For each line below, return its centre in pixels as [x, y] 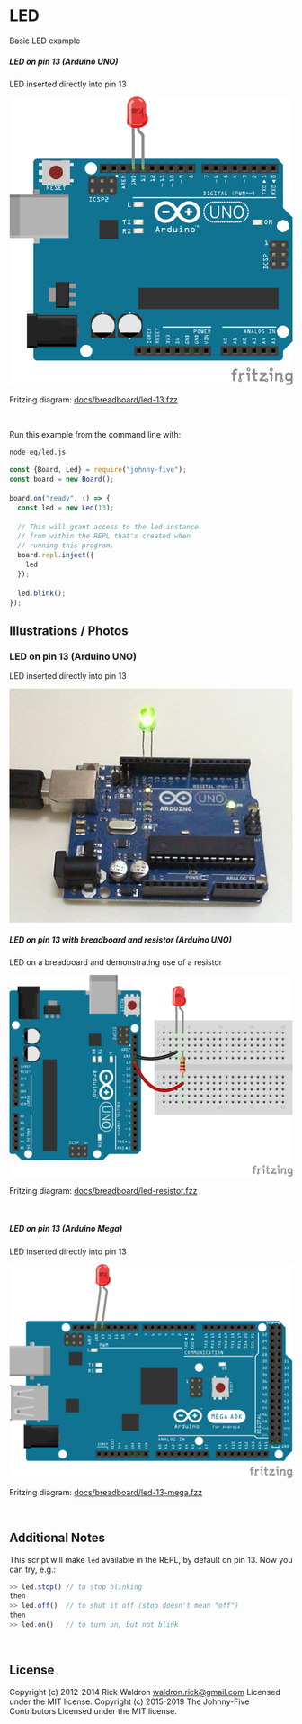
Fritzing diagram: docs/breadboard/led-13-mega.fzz [106, 1492]
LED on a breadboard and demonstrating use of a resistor [116, 962]
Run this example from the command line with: [95, 435]
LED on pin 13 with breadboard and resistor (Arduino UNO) [120, 940]
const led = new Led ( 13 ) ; [66, 508]
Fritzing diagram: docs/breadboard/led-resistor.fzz [103, 1190]
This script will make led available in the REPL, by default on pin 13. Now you [151, 1559]
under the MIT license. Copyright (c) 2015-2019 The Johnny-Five [129, 1701]
